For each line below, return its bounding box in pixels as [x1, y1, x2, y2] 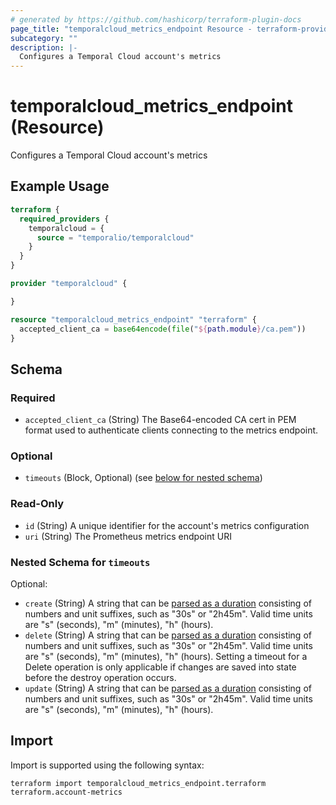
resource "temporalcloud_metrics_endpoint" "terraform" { [10, 314, 257, 325]
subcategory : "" [10, 33, 78, 43]
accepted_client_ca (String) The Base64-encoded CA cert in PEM [24, 414, 297, 426]
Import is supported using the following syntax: [10, 759, 205, 771]
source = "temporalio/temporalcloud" [36, 232, 195, 243]
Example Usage [10, 178, 110, 195]
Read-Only [10, 497, 65, 511]
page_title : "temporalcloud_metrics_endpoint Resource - [10, 24, 253, 34]
